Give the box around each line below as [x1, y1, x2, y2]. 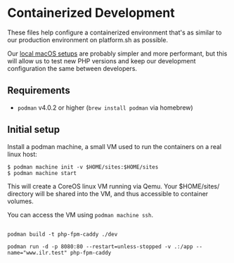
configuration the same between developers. [7, 64, 138, 72]
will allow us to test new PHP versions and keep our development [7, 56, 196, 65]
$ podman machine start [7, 169, 77, 177]
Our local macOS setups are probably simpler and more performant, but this [7, 49, 228, 58]
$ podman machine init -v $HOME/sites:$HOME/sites [7, 163, 159, 170]
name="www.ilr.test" [7, 249, 68, 256]
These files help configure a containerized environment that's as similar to [7, 28, 222, 37]
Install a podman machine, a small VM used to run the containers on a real [7, 142, 222, 150]
